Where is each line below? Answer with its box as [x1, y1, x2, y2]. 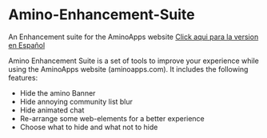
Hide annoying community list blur [19, 97, 133, 106]
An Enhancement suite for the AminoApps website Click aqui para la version [8, 32, 259, 41]
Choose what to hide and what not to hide [19, 122, 158, 132]
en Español [8, 40, 46, 49]
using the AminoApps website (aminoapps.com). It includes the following [8, 64, 249, 73]
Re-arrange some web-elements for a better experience [19, 113, 205, 123]
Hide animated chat [19, 105, 85, 115]
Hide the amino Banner [19, 88, 96, 97]
